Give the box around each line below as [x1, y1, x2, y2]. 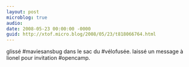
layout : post [6, 8, 40, 15]
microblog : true [6, 14, 47, 21]
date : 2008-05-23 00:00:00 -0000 [6, 25, 91, 32]
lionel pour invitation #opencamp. [6, 54, 91, 62]
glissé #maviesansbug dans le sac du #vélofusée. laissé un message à [6, 48, 184, 55]
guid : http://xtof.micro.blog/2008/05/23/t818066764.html [6, 31, 156, 37]
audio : [6, 20, 23, 26]
